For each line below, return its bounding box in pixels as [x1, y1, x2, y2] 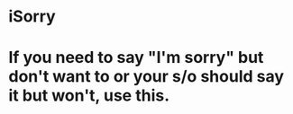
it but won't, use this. [8, 85, 170, 106]
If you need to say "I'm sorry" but [8, 48, 264, 68]
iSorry [8, 6, 56, 27]
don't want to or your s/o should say [8, 66, 285, 87]
